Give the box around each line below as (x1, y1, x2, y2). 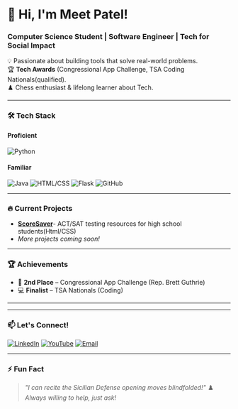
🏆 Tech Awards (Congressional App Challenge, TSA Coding (7, 65, 185, 74)
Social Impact (7, 40, 55, 50)
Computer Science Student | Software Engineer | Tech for (7, 32, 210, 42)
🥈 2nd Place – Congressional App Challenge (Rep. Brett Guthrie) (17, 278, 205, 287)
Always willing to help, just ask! (24, 393, 117, 402)
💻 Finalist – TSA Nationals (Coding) (17, 286, 124, 295)
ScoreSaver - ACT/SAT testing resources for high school (17, 219, 182, 228)
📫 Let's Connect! (7, 320, 69, 330)
